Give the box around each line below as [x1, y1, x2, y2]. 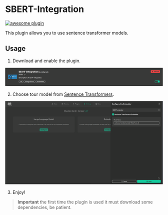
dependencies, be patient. [17, 204, 71, 210]
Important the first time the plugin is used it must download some [17, 199, 153, 205]
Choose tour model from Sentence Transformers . [12, 91, 114, 97]
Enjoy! [12, 189, 25, 195]
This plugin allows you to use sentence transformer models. [5, 30, 128, 36]
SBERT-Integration [5, 4, 84, 15]
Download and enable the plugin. [12, 58, 81, 64]
